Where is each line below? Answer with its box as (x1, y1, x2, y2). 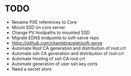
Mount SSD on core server (11, 24, 65, 30)
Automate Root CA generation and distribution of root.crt (11, 45, 126, 51)
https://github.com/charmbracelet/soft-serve (11, 40, 103, 46)
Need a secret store (11, 66, 52, 72)
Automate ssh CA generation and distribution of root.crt (11, 50, 124, 56)
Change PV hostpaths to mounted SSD (11, 29, 90, 35)
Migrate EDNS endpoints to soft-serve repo (11, 35, 99, 41)
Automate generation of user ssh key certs (11, 61, 98, 67)
